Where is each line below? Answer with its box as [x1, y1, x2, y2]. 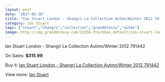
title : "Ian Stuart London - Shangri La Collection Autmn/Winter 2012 [5, 16, 153, 21]
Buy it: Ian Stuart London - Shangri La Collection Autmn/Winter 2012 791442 [5, 62, 160, 68]
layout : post [5, 7, 32, 12]
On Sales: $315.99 [5, 53, 43, 59]
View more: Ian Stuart [5, 72, 49, 77]
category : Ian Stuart [5, 20, 50, 26]
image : [5, 30, 19, 35]
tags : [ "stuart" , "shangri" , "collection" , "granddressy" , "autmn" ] [5, 25, 139, 30]
